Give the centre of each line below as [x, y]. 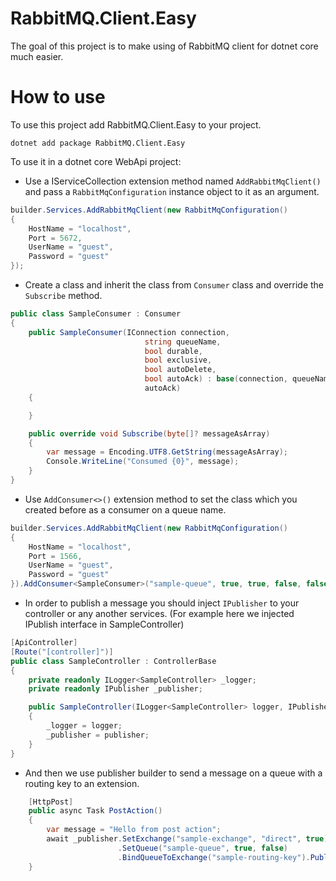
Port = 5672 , [55, 238]
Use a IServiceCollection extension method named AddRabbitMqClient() [173, 181]
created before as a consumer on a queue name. [125, 509]
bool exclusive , [178, 360]
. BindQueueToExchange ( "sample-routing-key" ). [214, 857]
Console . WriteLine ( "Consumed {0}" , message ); [143, 462]
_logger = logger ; [84, 726]
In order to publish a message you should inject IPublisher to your [162, 603]
